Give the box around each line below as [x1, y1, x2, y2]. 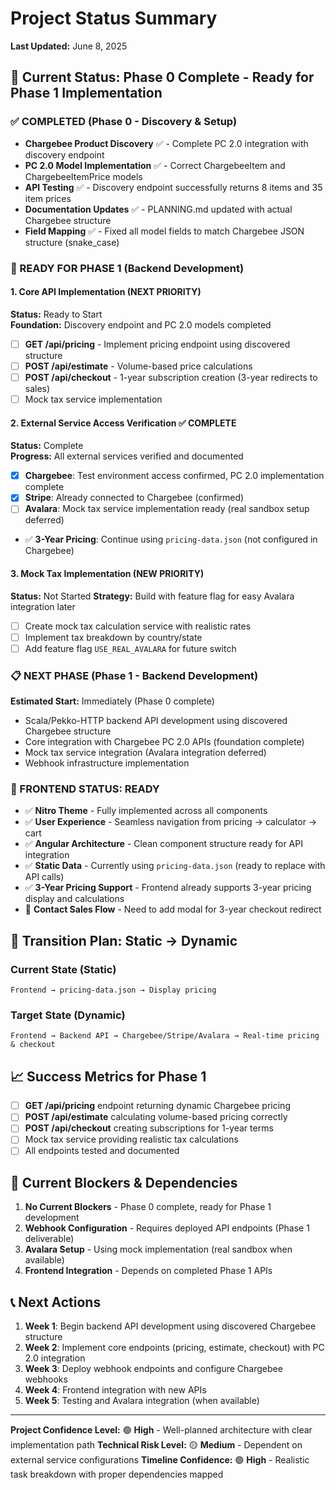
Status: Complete [10, 440, 84, 452]
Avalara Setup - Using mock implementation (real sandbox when [24, 1243, 293, 1256]
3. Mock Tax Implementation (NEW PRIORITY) [10, 567, 205, 579]
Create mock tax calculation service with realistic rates [24, 620, 252, 632]
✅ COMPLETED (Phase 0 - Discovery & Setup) [10, 115, 238, 129]
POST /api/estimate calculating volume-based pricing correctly [24, 1111, 288, 1123]
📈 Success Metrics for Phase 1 [10, 1068, 207, 1085]
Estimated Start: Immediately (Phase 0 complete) [10, 695, 215, 707]
